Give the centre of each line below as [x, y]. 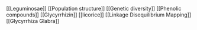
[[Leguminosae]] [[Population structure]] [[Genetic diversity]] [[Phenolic [94, 9]
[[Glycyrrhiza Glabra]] [33, 21]
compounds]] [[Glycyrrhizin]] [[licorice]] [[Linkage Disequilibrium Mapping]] [99, 15]
